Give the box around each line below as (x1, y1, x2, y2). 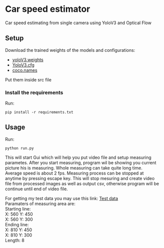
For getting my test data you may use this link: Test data (5, 195, 118, 201)
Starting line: (5, 206, 31, 212)
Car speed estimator (5, 3, 90, 15)
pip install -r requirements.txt (5, 110, 74, 115)
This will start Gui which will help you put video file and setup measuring (5, 154, 152, 160)
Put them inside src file (5, 76, 52, 82)
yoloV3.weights (12, 57, 44, 63)
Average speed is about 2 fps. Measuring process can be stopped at (5, 170, 144, 176)
